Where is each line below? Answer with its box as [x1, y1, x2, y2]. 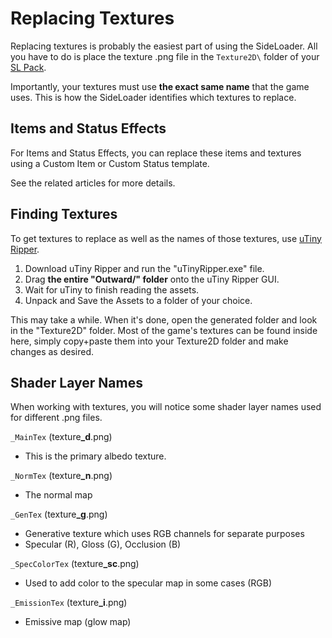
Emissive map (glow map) [24, 616, 132, 628]
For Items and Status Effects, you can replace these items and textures [10, 147, 302, 159]
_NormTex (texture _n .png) [10, 470, 113, 482]
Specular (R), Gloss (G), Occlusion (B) [24, 538, 182, 551]
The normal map [24, 489, 93, 501]
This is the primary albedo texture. [24, 450, 167, 462]
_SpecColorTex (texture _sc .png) [10, 558, 140, 570]
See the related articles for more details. [10, 177, 176, 189]
